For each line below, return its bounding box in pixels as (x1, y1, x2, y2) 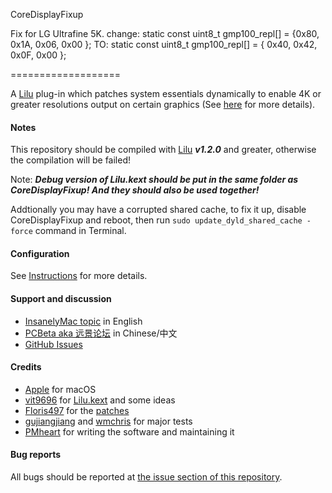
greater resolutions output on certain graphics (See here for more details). (10, 99, 316, 110)
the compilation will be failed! (10, 154, 132, 166)
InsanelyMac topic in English (24, 315, 143, 327)
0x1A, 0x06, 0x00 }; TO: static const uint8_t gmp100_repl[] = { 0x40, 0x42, (10, 39, 318, 50)
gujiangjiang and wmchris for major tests (24, 415, 193, 427)
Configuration (10, 247, 70, 259)
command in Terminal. (34, 225, 127, 237)
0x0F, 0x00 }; (10, 49, 67, 61)
